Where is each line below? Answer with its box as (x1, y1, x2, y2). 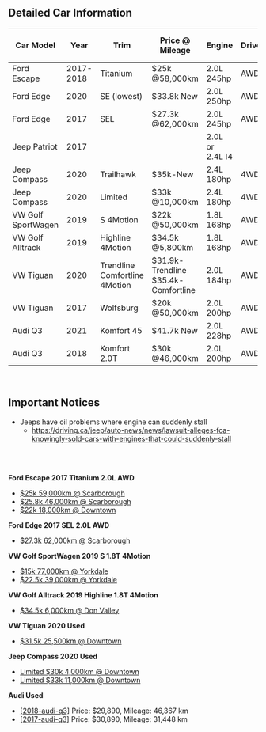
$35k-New (151, 169, 194, 180)
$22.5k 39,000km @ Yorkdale (19, 575, 117, 584)
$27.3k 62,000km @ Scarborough (19, 536, 131, 545)
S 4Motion (100, 214, 139, 225)
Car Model (15, 40, 56, 51)
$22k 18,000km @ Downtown (19, 505, 116, 514)
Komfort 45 (100, 324, 142, 336)
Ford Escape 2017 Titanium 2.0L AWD (8, 472, 135, 482)
